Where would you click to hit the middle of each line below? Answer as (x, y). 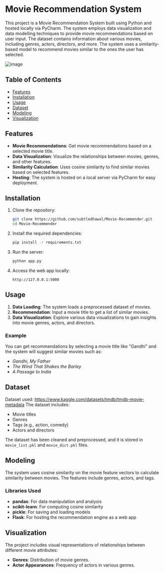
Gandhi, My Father (31, 361)
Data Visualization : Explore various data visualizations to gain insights (84, 317)
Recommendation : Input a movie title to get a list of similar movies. (81, 312)
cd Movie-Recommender (34, 224)
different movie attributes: (31, 550)
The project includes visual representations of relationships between (75, 545)
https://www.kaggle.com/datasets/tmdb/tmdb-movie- (89, 399)
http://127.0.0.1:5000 (36, 280)
